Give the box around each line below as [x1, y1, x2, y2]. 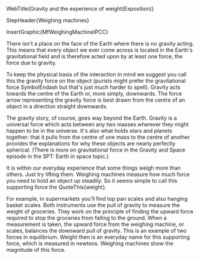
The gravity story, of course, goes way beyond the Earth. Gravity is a [6, 114, 177, 121]
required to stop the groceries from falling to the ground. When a [6, 215, 167, 221]
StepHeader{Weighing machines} [6, 17, 89, 23]
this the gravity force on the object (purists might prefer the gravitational [6, 78, 186, 84]
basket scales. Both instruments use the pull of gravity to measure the [6, 201, 180, 209]
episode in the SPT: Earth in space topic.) [6, 153, 109, 160]
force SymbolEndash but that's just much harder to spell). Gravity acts [6, 84, 181, 91]
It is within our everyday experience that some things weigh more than [6, 165, 181, 171]
